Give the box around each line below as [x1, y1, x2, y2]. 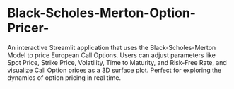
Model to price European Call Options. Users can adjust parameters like [7, 51, 216, 59]
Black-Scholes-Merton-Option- [7, 5, 197, 21]
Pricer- [7, 20, 49, 36]
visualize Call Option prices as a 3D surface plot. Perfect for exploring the [7, 66, 222, 74]
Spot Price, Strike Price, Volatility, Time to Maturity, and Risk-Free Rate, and [7, 58, 228, 66]
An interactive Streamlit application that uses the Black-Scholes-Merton [7, 43, 216, 52]
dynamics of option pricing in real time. [7, 73, 122, 82]
